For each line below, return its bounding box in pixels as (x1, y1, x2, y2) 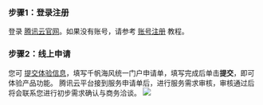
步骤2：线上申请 (8, 49, 71, 60)
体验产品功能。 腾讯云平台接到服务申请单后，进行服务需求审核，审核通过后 (8, 78, 255, 87)
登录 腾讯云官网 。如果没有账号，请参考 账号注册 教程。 (8, 26, 189, 37)
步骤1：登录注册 (8, 6, 69, 17)
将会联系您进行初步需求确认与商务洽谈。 (8, 87, 141, 97)
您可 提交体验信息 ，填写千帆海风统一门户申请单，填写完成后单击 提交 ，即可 (8, 68, 255, 77)
